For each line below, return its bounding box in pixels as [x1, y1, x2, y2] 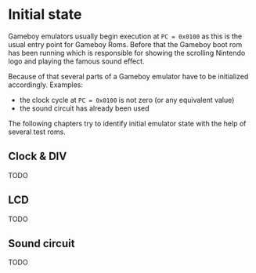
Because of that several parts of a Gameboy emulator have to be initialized [8, 71, 249, 81]
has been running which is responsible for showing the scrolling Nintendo [8, 48, 246, 57]
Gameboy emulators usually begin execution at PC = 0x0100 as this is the [8, 31, 243, 41]
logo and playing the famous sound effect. [8, 56, 145, 66]
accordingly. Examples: [8, 80, 84, 89]
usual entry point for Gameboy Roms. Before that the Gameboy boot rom [8, 39, 243, 49]
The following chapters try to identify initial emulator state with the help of [8, 118, 247, 128]
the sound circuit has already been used [19, 104, 150, 113]
